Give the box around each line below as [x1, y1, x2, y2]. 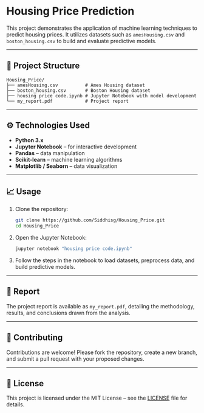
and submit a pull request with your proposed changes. [6, 355, 144, 363]
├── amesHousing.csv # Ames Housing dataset [6, 82, 146, 88]
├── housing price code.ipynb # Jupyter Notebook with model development [6, 92, 197, 99]
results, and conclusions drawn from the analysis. [6, 309, 131, 316]
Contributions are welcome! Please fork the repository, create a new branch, [6, 349, 197, 356]
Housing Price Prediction [6, 4, 135, 18]
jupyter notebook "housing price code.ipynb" [15, 246, 132, 252]
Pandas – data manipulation [15, 149, 85, 156]
